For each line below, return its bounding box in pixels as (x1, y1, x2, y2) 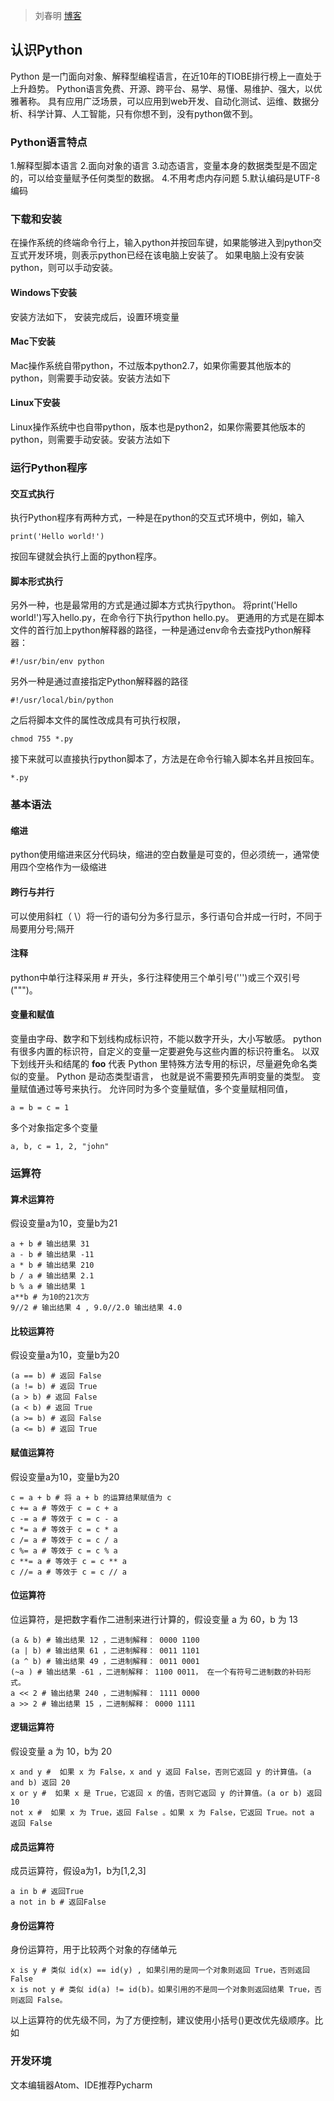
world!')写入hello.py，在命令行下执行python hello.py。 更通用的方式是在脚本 (10, 612, 325, 624)
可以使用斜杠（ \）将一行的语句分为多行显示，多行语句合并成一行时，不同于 (10, 910, 323, 922)
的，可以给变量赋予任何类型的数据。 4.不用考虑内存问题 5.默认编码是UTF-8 (10, 172, 321, 184)
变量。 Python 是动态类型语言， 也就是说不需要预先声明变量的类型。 (27, 1070, 310, 1083)
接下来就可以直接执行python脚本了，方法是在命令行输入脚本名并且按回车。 (10, 753, 320, 765)
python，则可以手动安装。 (10, 262, 118, 274)
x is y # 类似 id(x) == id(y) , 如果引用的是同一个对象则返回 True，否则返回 (10, 1965, 310, 1976)
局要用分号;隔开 (10, 922, 75, 934)
